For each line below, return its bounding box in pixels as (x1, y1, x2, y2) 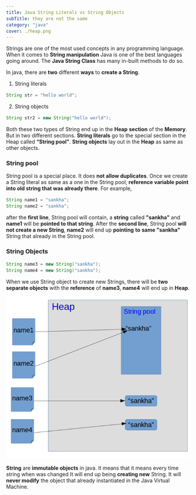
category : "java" (6, 22, 49, 28)
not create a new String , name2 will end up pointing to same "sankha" (6, 226, 181, 233)
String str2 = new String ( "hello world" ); (6, 115, 111, 121)
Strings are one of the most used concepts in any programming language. (6, 45, 185, 52)
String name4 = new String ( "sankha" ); (6, 267, 101, 273)
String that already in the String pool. (6, 233, 95, 240)
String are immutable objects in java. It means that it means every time (6, 464, 179, 471)
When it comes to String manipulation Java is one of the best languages (6, 51, 183, 58)
